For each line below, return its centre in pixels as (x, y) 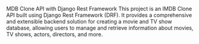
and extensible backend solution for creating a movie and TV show (89, 21)
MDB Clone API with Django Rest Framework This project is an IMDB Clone (99, 9)
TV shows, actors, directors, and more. (55, 34)
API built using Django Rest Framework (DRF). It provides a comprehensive (99, 15)
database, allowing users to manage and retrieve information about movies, (100, 28)
